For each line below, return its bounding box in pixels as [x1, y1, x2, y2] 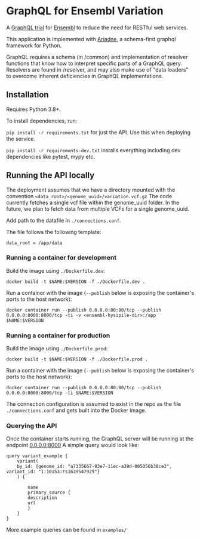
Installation [6, 90, 49, 100]
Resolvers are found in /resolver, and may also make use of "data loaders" [6, 66, 189, 73]
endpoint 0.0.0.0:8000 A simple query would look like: [6, 442, 139, 449]
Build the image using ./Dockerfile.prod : [6, 345, 108, 352]
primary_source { [27, 489, 70, 496]
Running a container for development [6, 254, 117, 262]
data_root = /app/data [6, 240, 63, 246]
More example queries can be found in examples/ [6, 526, 127, 534]
